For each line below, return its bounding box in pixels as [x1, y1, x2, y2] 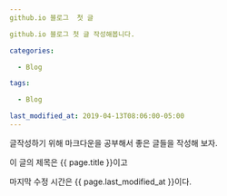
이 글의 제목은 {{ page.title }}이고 [9, 156, 129, 168]
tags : [9, 79, 30, 88]
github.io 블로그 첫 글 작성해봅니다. [9, 29, 135, 39]
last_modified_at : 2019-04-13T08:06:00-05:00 [9, 112, 184, 121]
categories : [9, 46, 54, 55]
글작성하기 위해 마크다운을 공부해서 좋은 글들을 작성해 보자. [9, 137, 218, 148]
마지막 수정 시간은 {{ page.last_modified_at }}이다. [9, 176, 192, 187]
